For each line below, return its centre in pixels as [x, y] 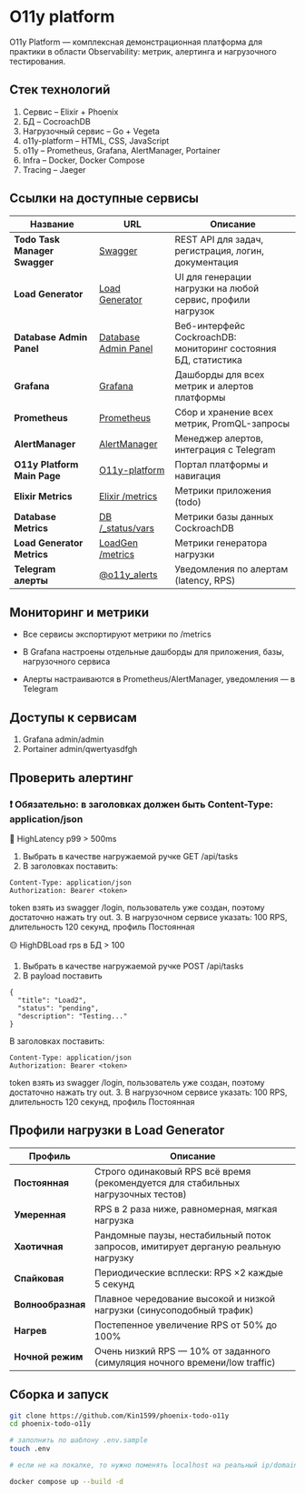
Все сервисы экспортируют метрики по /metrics [117, 635]
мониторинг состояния [226, 348]
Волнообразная [50, 1304]
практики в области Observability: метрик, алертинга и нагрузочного [143, 51]
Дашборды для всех [220, 375]
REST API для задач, [219, 239]
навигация [197, 476]
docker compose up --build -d [67, 1481]
